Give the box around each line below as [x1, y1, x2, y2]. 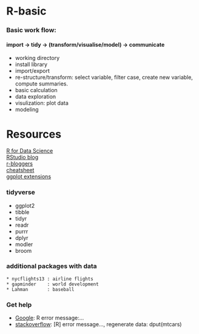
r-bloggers [6, 160, 33, 167]
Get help [6, 300, 32, 309]
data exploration [15, 93, 56, 101]
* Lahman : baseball [6, 286, 75, 292]
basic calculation [15, 87, 58, 94]
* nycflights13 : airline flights [6, 276, 94, 282]
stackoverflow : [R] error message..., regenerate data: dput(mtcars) [15, 321, 182, 328]
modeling [15, 106, 39, 113]
